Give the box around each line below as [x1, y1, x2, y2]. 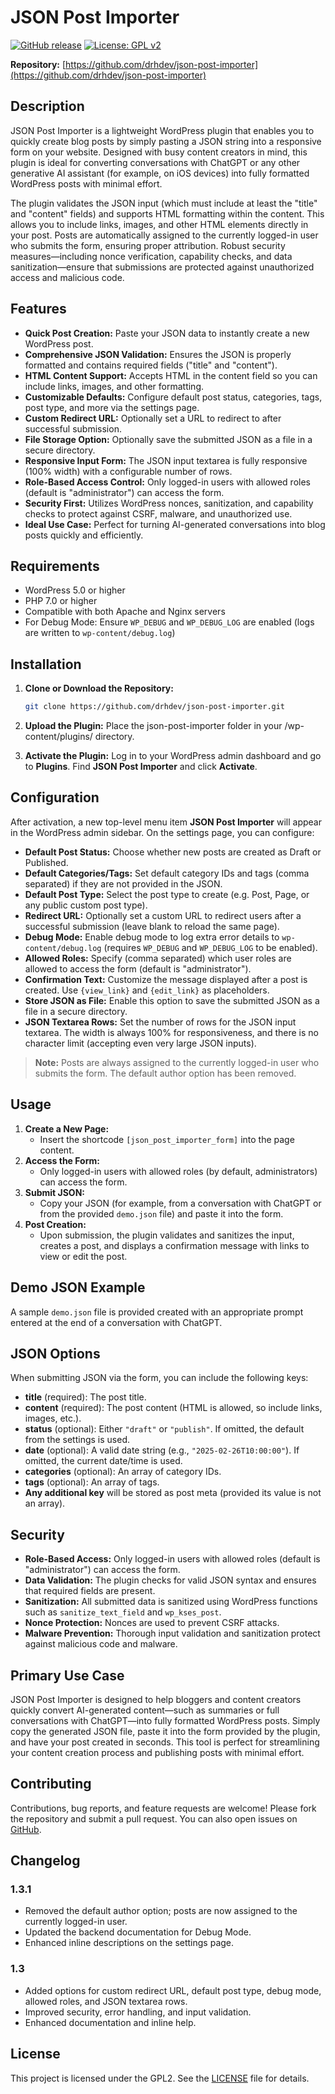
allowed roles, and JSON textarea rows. [24, 1995, 188, 2007]
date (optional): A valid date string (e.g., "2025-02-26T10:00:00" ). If [24, 1444, 300, 1456]
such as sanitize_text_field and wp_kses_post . [24, 1606, 222, 1618]
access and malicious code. [10, 271, 125, 283]
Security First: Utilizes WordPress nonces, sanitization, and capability [24, 497, 314, 509]
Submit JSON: [24, 1186, 86, 1198]
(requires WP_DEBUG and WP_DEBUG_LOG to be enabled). [103, 941, 318, 953]
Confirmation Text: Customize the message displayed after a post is [24, 973, 308, 985]
